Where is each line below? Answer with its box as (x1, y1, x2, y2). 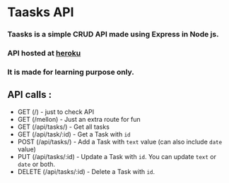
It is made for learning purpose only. (7, 67, 134, 77)
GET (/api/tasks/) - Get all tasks (17, 122, 110, 131)
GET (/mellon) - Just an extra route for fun (17, 115, 141, 123)
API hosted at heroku (7, 49, 81, 58)
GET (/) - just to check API (17, 107, 94, 116)
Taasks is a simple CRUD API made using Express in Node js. (7, 30, 219, 39)
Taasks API (7, 4, 74, 20)
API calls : (7, 89, 52, 101)
